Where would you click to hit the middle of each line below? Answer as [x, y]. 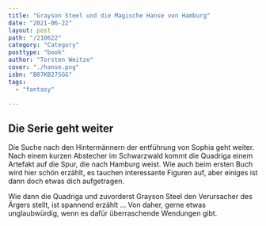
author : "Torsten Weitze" [51, 60]
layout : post [30, 30]
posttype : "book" [37, 52]
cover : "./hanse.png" [44, 67]
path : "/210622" [35, 38]
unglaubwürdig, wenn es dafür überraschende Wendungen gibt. [113, 213]
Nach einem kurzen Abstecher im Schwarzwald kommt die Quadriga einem [131, 156]
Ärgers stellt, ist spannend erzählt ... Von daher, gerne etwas [107, 205]
